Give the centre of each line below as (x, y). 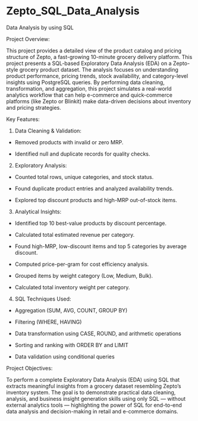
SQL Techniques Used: (43, 299)
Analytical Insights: (38, 211)
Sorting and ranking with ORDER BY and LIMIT (72, 345)
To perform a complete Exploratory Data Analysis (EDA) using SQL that (93, 379)
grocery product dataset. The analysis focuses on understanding (99, 69)
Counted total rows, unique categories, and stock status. (84, 177)
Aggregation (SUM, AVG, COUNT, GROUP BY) (71, 310)
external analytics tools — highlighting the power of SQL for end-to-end (94, 405)
